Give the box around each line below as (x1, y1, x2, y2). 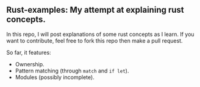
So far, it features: (6, 49, 51, 56)
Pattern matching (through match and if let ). (15, 67, 129, 74)
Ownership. (15, 60, 45, 68)
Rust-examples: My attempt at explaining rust (6, 5, 184, 15)
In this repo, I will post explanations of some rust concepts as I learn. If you (6, 30, 195, 38)
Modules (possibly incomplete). (15, 73, 95, 81)
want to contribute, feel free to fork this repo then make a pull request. (6, 37, 183, 44)
